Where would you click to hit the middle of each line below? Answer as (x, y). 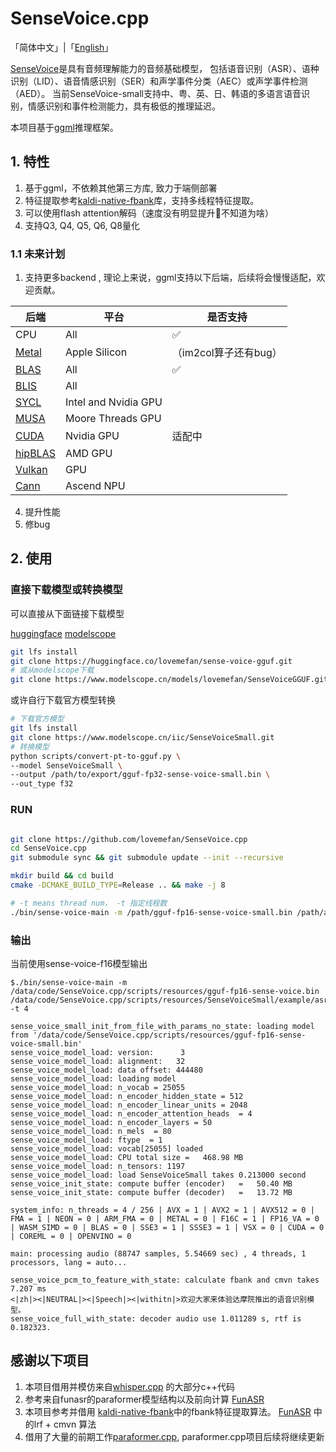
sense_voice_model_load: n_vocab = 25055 (98, 1087)
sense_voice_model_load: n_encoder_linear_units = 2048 (129, 1105)
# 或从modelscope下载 (52, 670)
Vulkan (31, 470)
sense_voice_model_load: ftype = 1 (86, 1140)
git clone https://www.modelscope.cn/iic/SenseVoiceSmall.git (142, 737)
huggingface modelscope (63, 633)
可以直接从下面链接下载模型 (67, 613)
